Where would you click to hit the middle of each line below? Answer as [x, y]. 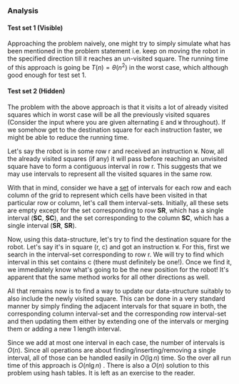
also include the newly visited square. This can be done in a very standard [117, 299]
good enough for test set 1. [47, 75]
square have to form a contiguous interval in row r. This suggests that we [115, 166]
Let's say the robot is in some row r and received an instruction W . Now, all [116, 151]
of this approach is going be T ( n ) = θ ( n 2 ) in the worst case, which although [118, 67]
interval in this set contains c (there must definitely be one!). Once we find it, [119, 261]
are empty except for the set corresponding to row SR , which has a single [116, 210]
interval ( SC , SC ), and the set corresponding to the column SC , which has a [118, 218]
